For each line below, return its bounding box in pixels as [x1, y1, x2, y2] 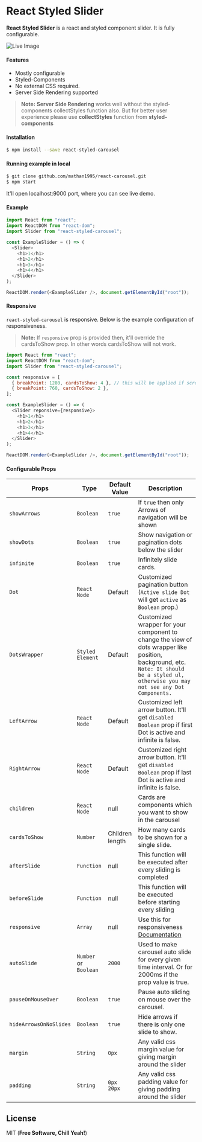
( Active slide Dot [138, 588, 190, 596]
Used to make [138, 940, 177, 949]
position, [138, 651, 162, 659]
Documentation [138, 931, 182, 939]
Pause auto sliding [138, 988, 191, 997]
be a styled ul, [138, 672, 185, 678]
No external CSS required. [14, 83, 80, 90]
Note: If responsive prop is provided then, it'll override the [20, 334, 165, 342]
